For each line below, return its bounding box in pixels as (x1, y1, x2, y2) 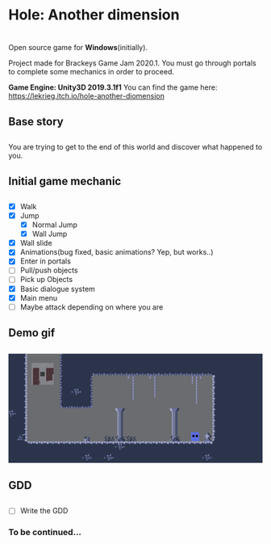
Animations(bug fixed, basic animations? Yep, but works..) (19, 247, 214, 257)
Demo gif (8, 326, 56, 340)
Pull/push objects (19, 265, 78, 276)
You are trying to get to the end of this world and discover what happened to (8, 142, 263, 152)
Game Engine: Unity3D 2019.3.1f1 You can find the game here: (8, 82, 218, 92)
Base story (8, 115, 64, 129)
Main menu (19, 293, 58, 302)
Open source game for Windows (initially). (8, 43, 148, 53)
